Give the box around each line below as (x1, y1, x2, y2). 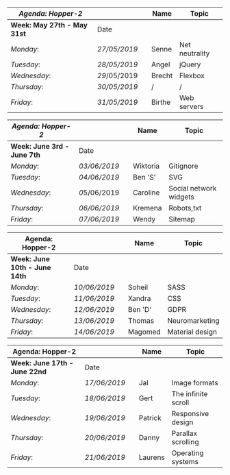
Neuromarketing (167, 316, 220, 325)
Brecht (151, 71, 173, 80)
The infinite (171, 389, 208, 398)
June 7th (10, 150, 41, 160)
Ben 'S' (132, 173, 156, 182)
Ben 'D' (127, 305, 152, 314)
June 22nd (10, 367, 47, 376)
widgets (168, 192, 194, 202)
